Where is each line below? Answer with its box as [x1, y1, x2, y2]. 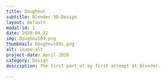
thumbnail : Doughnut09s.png [6, 41, 75, 47]
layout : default [6, 19, 46, 25]
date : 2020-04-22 [6, 30, 49, 36]
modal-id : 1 [6, 25, 35, 31]
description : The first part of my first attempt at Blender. [6, 63, 161, 69]
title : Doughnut [6, 8, 46, 15]
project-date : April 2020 [6, 52, 69, 58]
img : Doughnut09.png [6, 36, 57, 41]
